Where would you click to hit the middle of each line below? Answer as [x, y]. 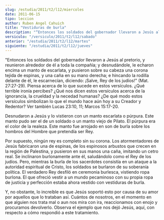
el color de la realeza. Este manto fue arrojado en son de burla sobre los [78, 126]
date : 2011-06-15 [23, 14]
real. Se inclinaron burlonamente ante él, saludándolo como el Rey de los [78, 156]
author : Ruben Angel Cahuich [35, 23]
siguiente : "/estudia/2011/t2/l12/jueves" [49, 46]
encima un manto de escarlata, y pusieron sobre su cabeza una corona [76, 70]
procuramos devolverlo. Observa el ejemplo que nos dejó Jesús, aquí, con [80, 207]
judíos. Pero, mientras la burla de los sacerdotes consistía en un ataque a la [81, 161]
